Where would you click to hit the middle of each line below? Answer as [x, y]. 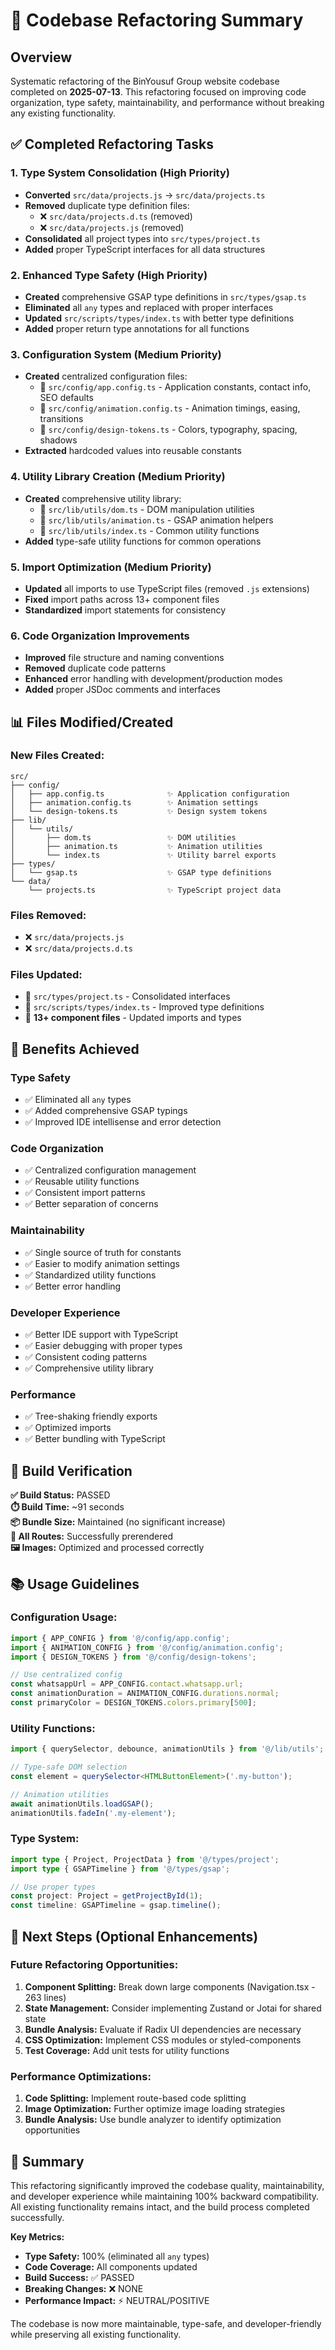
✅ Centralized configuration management [110, 1170]
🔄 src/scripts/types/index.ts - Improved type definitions [144, 1007]
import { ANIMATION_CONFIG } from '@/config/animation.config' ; [147, 1647]
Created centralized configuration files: [106, 376]
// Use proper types [53, 1887]
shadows [58, 440]
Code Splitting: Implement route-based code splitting [135, 2098]
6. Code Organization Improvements [100, 636]
